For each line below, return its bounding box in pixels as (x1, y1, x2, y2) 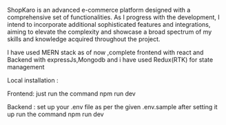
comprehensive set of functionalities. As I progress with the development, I (7, 13, 220, 21)
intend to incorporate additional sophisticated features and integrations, (7, 21, 211, 28)
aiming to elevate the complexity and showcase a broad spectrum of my (7, 27, 212, 36)
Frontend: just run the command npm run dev (7, 89, 136, 98)
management (7, 63, 45, 71)
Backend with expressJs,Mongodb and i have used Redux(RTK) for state (7, 56, 214, 64)
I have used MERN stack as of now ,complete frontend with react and (7, 48, 204, 56)
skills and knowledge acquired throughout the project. (7, 35, 161, 43)
